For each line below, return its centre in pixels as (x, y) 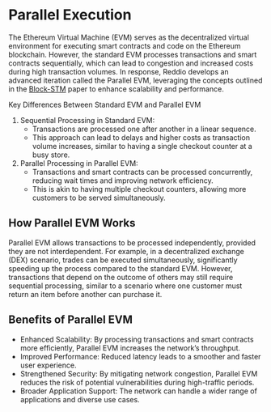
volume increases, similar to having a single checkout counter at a (142, 146)
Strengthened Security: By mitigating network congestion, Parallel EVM (139, 373)
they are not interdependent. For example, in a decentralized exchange (126, 251)
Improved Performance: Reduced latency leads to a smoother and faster (140, 356)
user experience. (48, 365)
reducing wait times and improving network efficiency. (123, 181)
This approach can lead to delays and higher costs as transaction (141, 137)
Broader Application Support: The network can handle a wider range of (138, 391)
